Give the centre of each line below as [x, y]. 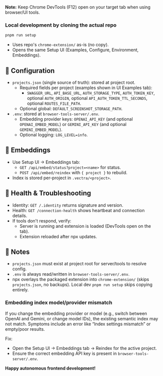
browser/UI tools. [23, 12]
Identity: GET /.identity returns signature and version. [68, 205]
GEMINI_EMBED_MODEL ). [41, 129]
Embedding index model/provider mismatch [59, 303]
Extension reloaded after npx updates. [58, 236]
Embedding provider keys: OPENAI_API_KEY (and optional [76, 119]
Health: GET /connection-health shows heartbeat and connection [78, 210]
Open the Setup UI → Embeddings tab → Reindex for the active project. [84, 348]
